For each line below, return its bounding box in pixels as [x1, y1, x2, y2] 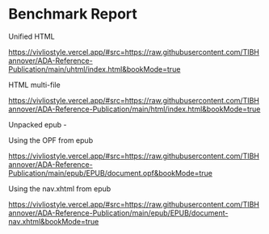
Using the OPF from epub [8, 135, 94, 145]
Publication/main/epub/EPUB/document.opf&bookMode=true [8, 168, 212, 178]
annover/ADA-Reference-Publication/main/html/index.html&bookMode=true [8, 104, 261, 114]
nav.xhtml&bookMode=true [8, 216, 99, 226]
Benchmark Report [8, 5, 137, 23]
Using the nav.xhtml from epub [8, 183, 111, 194]
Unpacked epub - [8, 119, 67, 129]
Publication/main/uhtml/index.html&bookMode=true [8, 64, 181, 73]
